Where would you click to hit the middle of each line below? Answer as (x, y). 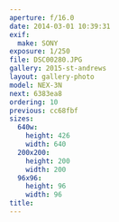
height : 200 (48, 161)
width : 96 (44, 195)
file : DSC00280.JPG (46, 60)
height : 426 (48, 136)
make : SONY (38, 43)
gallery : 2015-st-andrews (58, 69)
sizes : (22, 119)
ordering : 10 (34, 102)
